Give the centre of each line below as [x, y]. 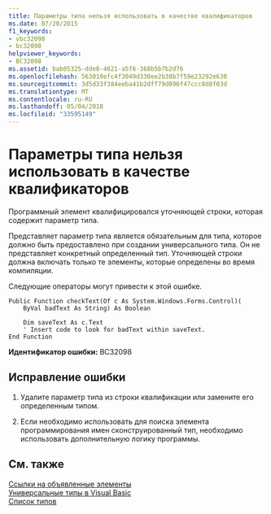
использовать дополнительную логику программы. [110, 438]
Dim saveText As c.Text [63, 322]
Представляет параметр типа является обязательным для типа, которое [135, 236]
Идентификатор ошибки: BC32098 [70, 351]
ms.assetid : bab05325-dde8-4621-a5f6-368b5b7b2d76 [96, 69]
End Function [31, 337]
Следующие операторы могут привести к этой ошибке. [105, 286]
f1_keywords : [31, 31]
